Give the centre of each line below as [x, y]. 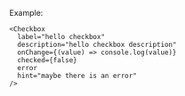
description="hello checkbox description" [97, 44]
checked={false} [47, 60]
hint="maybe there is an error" [77, 76]
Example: [26, 13]
